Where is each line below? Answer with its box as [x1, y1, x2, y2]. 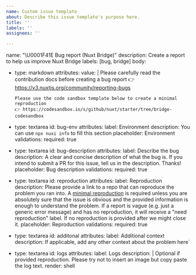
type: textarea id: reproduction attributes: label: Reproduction [14, 177, 163, 185]
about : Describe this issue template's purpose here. [6, 14, 140, 20]
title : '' [6, 19, 30, 25]
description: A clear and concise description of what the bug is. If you [14, 154, 183, 161]
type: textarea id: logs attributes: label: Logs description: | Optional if [14, 250, 180, 257]
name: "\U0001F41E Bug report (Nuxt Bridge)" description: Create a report [6, 52, 185, 59]
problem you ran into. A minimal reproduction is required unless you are [14, 190, 188, 197]
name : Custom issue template [6, 8, 77, 15]
